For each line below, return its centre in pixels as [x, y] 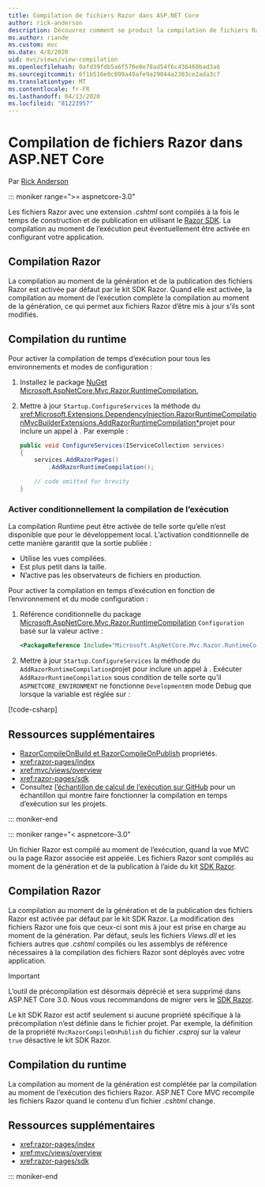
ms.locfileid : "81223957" [50, 103]
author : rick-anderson [45, 23]
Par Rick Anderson [39, 182]
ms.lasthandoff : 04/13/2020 [54, 96]
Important [24, 975]
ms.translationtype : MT [47, 81]
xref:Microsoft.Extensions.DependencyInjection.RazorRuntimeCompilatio [138, 414]
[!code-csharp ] [33, 710]
